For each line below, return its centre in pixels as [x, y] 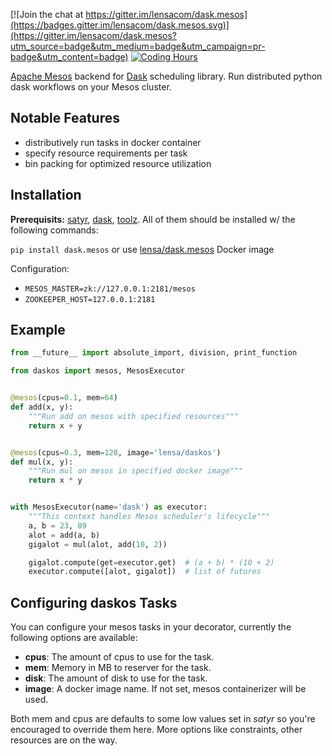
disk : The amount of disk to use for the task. [116, 678]
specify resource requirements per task [106, 153]
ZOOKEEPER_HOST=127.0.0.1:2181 [90, 299]
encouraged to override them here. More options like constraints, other [156, 730]
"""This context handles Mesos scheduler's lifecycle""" [149, 517]
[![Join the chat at [47, 14]
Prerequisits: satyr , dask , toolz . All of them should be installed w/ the [153, 219]
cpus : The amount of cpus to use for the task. [119, 657]
